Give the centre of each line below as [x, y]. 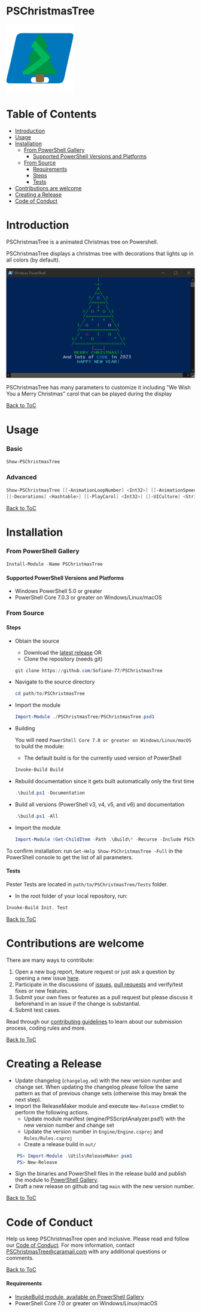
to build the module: [39, 747]
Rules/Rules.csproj [48, 1138]
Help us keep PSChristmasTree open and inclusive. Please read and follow [98, 1239]
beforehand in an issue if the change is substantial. [77, 1003]
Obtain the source [37, 641]
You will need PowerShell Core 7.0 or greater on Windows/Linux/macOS [103, 740]
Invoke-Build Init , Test [37, 907]
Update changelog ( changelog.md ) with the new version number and [98, 1080]
